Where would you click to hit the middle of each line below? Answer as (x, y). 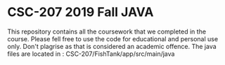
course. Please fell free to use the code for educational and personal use (113, 38)
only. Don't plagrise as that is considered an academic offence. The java (112, 46)
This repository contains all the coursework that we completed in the (107, 31)
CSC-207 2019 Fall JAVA (81, 12)
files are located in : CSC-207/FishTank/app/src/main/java (91, 54)
